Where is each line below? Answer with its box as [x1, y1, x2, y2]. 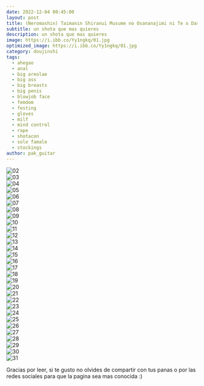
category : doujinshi [6, 49, 59, 55]
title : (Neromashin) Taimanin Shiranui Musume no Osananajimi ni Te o [6, 20, 189, 26]
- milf [12, 116, 29, 122]
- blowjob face [12, 94, 50, 100]
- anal [12, 65, 29, 72]
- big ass [12, 77, 36, 83]
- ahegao [12, 60, 34, 66]
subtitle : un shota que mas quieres [6, 26, 99, 32]
